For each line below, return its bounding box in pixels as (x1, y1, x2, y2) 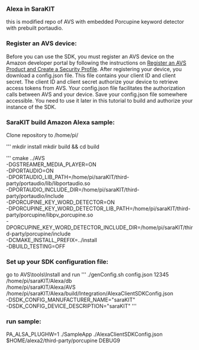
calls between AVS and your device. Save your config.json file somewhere (6, 91, 188, 98)
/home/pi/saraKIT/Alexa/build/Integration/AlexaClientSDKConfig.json (6, 290, 174, 297)
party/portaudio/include (6, 192, 64, 199)
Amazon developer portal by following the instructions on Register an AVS (6, 59, 187, 66)
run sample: (6, 317, 41, 326)
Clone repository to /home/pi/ (6, 131, 79, 138)
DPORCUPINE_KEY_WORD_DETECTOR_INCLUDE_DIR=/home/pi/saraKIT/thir (6, 224, 193, 231)
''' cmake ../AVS (6, 154, 46, 161)
